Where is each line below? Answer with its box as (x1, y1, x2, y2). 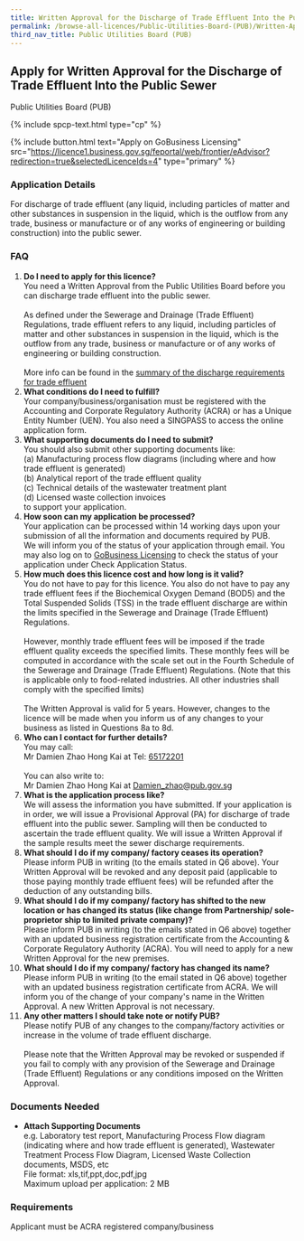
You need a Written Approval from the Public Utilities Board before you (23, 280, 286, 291)
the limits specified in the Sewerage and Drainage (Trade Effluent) (23, 606, 269, 617)
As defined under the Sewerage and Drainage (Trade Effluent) (23, 309, 254, 320)
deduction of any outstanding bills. (23, 885, 152, 896)
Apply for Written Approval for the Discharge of (10, 63, 282, 79)
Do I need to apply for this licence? (23, 270, 156, 281)
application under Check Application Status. (23, 559, 188, 569)
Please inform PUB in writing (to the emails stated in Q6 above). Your (23, 856, 280, 868)
